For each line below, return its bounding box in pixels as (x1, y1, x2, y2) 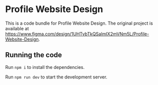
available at (5, 25, 29, 31)
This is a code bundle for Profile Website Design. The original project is (5, 20, 153, 26)
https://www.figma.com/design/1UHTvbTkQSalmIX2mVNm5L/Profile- (5, 31, 149, 37)
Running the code (5, 51, 62, 59)
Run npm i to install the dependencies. (5, 64, 85, 70)
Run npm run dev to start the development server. (5, 74, 108, 80)
